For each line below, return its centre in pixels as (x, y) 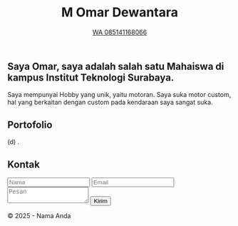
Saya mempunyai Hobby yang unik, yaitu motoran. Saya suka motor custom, (119, 95)
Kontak (24, 164)
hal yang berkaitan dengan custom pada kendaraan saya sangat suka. (110, 102)
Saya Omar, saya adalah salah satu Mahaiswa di (116, 66)
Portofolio (30, 124)
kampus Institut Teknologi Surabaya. (91, 77)
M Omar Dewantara (120, 12)
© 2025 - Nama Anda (39, 215)
